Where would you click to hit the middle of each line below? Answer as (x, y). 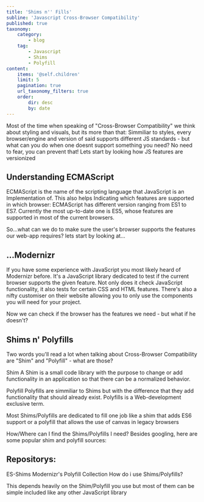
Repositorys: (31, 460)
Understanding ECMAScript (60, 177)
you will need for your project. (44, 302)
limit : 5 (28, 80)
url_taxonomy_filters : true (53, 91)
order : (26, 97)
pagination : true (39, 86)
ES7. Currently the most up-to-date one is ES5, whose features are (90, 211)
